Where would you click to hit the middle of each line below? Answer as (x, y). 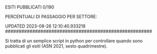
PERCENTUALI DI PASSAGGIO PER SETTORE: (51, 16)
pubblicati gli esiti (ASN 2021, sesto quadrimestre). (56, 46)
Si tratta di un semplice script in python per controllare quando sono (74, 41)
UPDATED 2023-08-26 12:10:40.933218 (45, 26)
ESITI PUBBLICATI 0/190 (30, 7)
